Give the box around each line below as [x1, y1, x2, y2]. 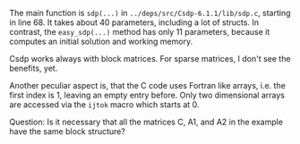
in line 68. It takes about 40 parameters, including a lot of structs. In [9, 17, 260, 28]
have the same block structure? [9, 126, 125, 137]
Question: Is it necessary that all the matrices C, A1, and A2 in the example [9, 116, 284, 127]
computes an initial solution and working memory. [9, 36, 193, 47]
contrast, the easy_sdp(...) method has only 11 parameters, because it [9, 27, 270, 37]
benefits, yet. [9, 63, 58, 73]
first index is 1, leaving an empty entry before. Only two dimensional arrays [9, 89, 285, 100]
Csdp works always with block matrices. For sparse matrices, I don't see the [9, 54, 291, 64]
